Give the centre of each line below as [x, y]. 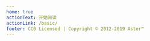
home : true [20, 12]
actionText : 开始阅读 [32, 17]
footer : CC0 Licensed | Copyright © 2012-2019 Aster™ [75, 29]
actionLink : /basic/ [32, 23]
